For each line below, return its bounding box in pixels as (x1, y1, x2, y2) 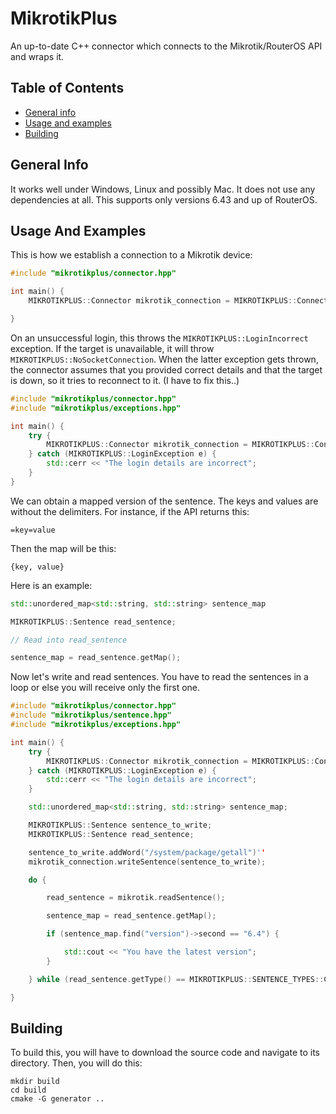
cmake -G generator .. (10, 1094, 105, 1104)
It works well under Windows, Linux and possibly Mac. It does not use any (10, 183, 316, 195)
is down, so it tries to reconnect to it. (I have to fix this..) (10, 374, 240, 386)
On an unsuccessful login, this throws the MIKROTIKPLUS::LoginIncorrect (10, 332, 309, 344)
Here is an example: (10, 579, 93, 591)
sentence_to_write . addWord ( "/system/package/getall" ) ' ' (28, 847, 267, 857)
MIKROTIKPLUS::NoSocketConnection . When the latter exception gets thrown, (10, 353, 319, 365)
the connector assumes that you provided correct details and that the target (10, 363, 323, 376)
